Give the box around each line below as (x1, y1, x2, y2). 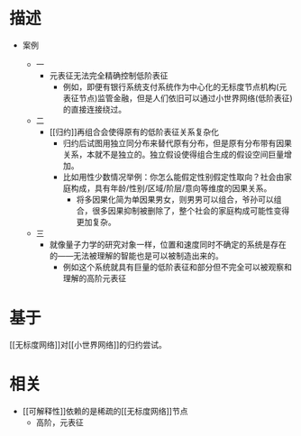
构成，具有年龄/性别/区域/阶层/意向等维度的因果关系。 (70, 182, 272, 194)
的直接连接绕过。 (62, 104, 127, 114)
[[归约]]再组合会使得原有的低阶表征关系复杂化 (49, 126, 219, 137)
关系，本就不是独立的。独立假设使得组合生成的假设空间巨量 (62, 149, 285, 159)
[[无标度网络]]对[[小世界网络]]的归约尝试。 (9, 339, 167, 350)
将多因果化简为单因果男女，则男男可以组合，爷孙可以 (76, 194, 274, 204)
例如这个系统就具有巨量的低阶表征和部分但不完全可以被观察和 (62, 261, 293, 272)
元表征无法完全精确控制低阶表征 (49, 69, 169, 81)
